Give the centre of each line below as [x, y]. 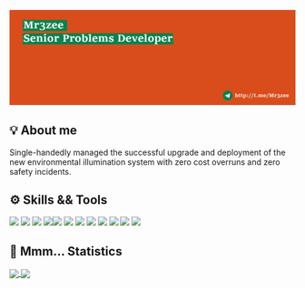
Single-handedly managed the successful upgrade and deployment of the [148, 152]
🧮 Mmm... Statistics [66, 251]
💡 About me [43, 131]
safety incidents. [40, 171]
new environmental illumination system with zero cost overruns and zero [145, 162]
